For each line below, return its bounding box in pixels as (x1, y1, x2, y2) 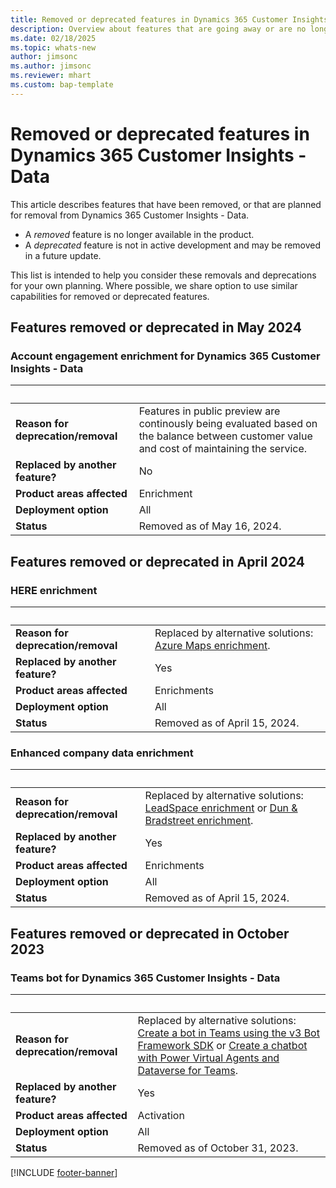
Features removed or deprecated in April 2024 (10, 553, 305, 570)
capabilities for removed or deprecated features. (10, 290, 210, 302)
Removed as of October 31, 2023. (137, 1141, 299, 1155)
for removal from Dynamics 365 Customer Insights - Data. (10, 209, 250, 221)
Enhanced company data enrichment (10, 746, 194, 760)
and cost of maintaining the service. (138, 442, 308, 456)
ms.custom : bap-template (10, 80, 114, 90)
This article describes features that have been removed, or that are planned (10, 198, 322, 210)
